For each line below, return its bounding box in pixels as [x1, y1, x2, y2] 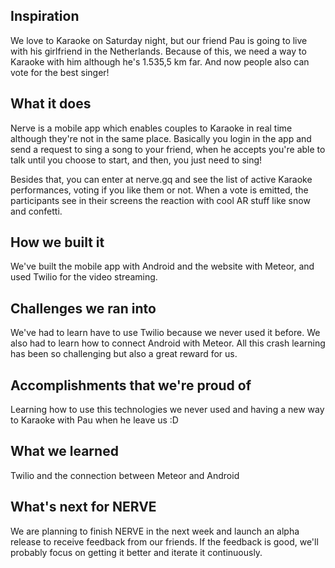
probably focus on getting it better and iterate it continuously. [10, 546, 263, 558]
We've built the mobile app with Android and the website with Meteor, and [10, 260, 315, 273]
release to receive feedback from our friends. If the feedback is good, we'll [10, 535, 319, 548]
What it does [10, 95, 92, 113]
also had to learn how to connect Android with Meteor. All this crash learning [10, 337, 326, 349]
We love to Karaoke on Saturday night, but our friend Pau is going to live [10, 34, 308, 46]
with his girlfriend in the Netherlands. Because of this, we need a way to [10, 45, 307, 57]
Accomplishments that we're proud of [10, 377, 252, 394]
